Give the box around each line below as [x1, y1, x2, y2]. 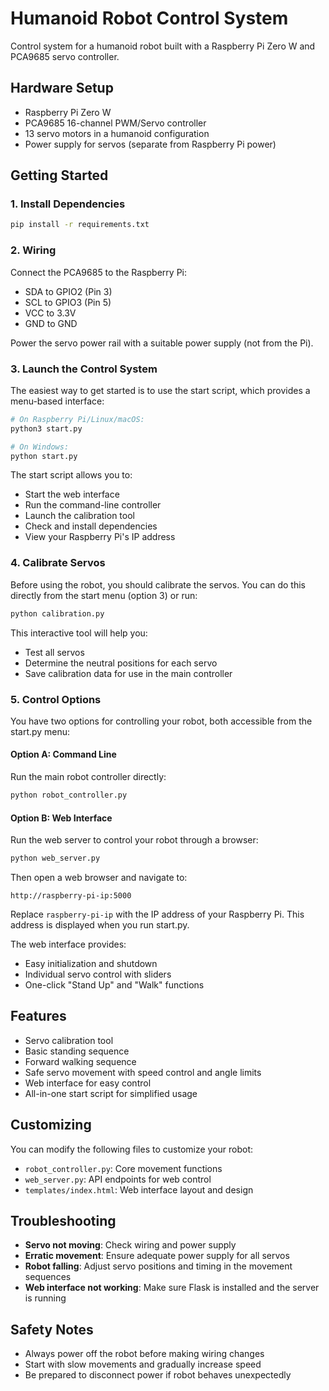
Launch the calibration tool [24, 510, 135, 522]
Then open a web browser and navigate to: [10, 872, 188, 884]
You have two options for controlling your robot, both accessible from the [10, 715, 313, 727]
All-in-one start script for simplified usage [24, 1087, 198, 1099]
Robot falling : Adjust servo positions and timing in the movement [24, 1260, 293, 1272]
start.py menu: [10, 725, 71, 737]
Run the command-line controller [24, 499, 162, 511]
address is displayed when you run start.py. [10, 919, 190, 931]
